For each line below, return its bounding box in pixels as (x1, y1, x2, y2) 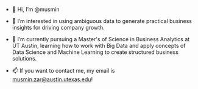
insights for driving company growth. (12, 24, 105, 31)
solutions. (12, 55, 37, 62)
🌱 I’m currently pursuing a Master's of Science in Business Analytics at (12, 36, 190, 42)
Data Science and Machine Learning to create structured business (12, 48, 179, 56)
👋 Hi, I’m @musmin (12, 6, 60, 13)
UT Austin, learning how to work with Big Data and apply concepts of (12, 42, 186, 49)
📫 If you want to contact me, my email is (12, 67, 115, 74)
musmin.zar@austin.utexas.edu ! (12, 76, 93, 83)
